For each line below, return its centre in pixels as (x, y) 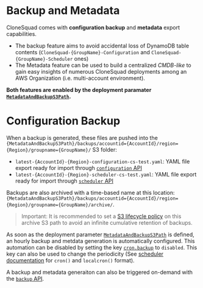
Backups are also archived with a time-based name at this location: (91, 192)
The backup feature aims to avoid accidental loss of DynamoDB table (102, 46)
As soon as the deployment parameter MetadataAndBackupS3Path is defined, (101, 234)
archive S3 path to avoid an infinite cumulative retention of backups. (107, 222)
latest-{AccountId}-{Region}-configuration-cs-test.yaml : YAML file (102, 161)
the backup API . (25, 278)
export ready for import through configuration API (78, 167)
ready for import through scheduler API (64, 181)
